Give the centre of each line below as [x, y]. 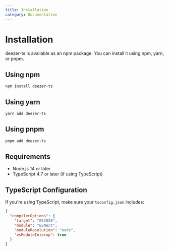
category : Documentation [31, 15]
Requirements [28, 156]
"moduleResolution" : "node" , [45, 230]
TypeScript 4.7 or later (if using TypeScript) [58, 174]
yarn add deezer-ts [26, 113]
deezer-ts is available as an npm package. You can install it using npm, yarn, [85, 53]
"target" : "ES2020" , [36, 221]
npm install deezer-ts [29, 86]
